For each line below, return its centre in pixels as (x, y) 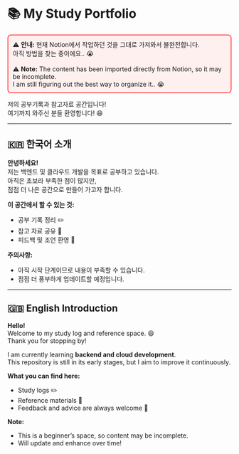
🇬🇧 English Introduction (63, 308)
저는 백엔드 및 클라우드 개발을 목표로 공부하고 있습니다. (83, 171)
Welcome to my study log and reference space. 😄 (81, 333)
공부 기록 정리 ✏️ (41, 220)
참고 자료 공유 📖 (40, 231)
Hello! (16, 325)
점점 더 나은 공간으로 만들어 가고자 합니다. (65, 189)
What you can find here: (44, 376)
